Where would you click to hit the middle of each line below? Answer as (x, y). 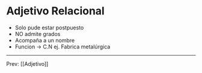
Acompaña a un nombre (45, 40)
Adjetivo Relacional (56, 11)
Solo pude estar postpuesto (49, 28)
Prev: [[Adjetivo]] (27, 63)
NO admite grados (38, 34)
